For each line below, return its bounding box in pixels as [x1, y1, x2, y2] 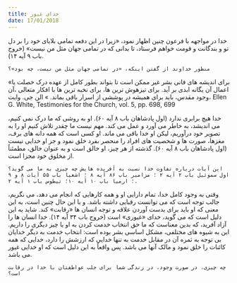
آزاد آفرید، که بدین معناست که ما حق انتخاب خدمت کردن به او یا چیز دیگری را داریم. [8, 220, 227, 229]
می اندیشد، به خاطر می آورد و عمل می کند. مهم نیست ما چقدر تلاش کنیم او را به [8, 121, 221, 129]
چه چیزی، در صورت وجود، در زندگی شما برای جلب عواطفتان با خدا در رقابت [8, 263, 226, 271]
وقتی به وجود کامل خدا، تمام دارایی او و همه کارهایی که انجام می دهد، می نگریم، [8, 190, 219, 198]
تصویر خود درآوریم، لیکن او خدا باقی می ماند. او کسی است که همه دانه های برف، [8, 129, 221, 137]
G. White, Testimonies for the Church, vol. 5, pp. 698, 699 [8, 100, 176, 108]
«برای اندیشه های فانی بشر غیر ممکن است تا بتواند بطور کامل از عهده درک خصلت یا [8, 77, 230, 86]
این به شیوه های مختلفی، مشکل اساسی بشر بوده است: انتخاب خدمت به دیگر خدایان [8, 227, 230, 236]
